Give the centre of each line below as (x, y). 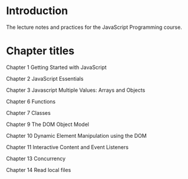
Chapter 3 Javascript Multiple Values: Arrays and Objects (76, 90)
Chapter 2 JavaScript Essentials (45, 78)
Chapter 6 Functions (31, 101)
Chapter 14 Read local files (39, 170)
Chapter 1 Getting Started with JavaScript (57, 67)
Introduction (37, 11)
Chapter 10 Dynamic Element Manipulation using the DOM (77, 135)
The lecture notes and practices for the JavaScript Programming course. (94, 27)
